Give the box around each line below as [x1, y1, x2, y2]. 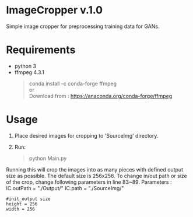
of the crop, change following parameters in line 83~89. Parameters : [6, 178, 172, 185]
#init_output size [6, 196, 51, 202]
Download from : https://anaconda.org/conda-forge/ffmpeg [29, 92, 173, 99]
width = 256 [6, 206, 35, 212]
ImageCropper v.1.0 [6, 3, 103, 17]
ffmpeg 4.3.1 [14, 68, 45, 76]
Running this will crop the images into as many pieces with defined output [6, 166, 184, 173]
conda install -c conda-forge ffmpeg [29, 80, 117, 87]
